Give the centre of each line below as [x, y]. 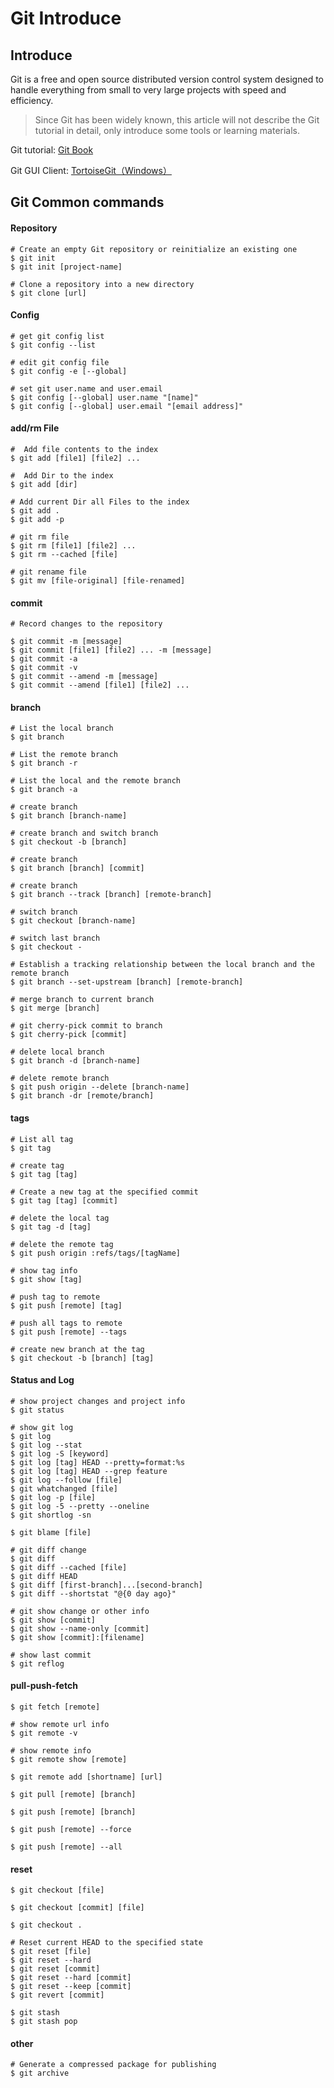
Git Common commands [87, 202]
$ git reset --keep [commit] [71, 1987]
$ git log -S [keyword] [60, 1453]
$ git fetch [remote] [55, 1707]
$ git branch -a [44, 790]
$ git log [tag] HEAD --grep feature [89, 1471]
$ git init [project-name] [66, 267]
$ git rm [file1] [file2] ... [73, 546]
